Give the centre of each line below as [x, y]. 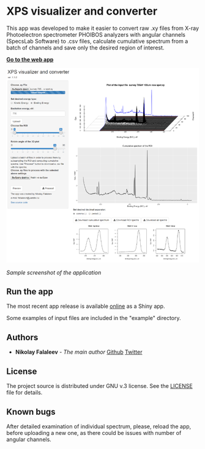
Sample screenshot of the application [54, 272]
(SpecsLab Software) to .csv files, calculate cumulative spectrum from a [97, 41]
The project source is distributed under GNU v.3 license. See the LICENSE [99, 386]
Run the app [30, 292]
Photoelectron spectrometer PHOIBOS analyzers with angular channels [96, 34]
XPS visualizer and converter [82, 11]
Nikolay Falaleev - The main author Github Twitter [79, 352]
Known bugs [31, 411]
